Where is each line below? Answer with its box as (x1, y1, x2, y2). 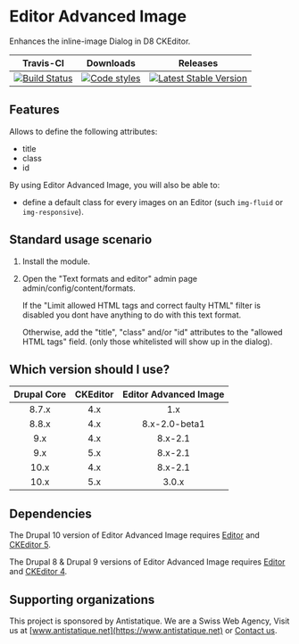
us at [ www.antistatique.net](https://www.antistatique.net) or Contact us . (9, 625, 278, 635)
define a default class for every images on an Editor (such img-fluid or (21, 196, 284, 207)
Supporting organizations (9, 591, 155, 607)
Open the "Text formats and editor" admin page (21, 273, 198, 284)
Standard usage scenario (9, 232, 153, 247)
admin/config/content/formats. (21, 283, 136, 293)
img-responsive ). (21, 206, 85, 217)
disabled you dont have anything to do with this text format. (21, 310, 242, 320)
